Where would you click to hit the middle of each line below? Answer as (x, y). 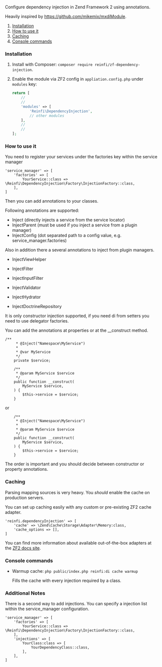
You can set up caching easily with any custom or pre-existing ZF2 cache (78, 507)
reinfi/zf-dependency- (117, 65)
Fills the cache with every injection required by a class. (67, 581)
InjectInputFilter (28, 278)
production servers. (25, 497)
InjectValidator (26, 288)
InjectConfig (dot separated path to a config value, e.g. (67, 236)
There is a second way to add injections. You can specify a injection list (76, 604)
